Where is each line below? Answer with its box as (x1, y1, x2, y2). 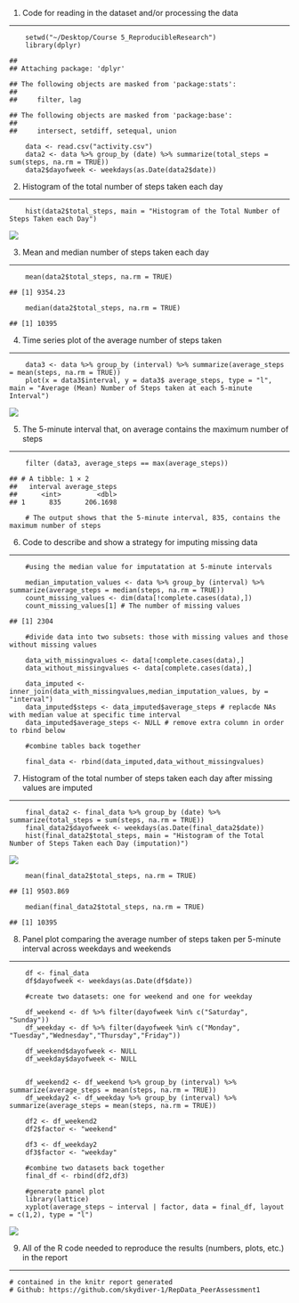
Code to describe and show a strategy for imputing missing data (21, 537, 258, 547)
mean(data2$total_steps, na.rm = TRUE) (25, 273, 174, 281)
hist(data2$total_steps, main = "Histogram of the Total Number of (25, 207, 280, 216)
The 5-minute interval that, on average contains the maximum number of (21, 424, 289, 435)
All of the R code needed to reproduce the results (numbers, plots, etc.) (21, 1242, 285, 1253)
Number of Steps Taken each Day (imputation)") (9, 839, 190, 848)
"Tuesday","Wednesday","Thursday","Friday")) (9, 1031, 181, 1040)
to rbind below (9, 726, 66, 735)
